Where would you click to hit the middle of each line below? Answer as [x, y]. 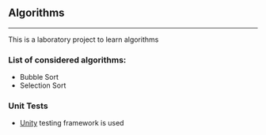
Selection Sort [43, 85]
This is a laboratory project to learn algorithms [84, 39]
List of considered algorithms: [67, 60]
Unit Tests [28, 106]
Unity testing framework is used [72, 123]
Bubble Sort [39, 77]
